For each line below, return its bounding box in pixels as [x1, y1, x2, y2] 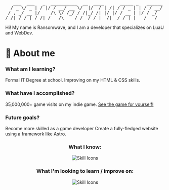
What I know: [68, 143, 102, 150]
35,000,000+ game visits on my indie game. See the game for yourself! [5, 101, 154, 107]
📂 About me [5, 48, 56, 59]
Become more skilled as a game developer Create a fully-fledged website [5, 126, 158, 132]
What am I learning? [5, 66, 56, 73]
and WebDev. [5, 30, 33, 35]
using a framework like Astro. [5, 131, 67, 137]
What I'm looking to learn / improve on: [36, 168, 134, 175]
